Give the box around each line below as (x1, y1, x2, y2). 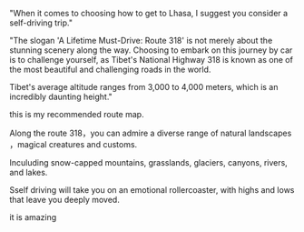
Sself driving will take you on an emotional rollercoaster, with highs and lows (9, 185, 295, 195)
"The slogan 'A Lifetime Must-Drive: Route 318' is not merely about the (9, 35, 273, 45)
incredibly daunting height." (9, 91, 113, 102)
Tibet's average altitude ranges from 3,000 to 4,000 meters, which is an (9, 82, 279, 92)
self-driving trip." (9, 17, 73, 28)
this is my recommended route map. (9, 109, 144, 119)
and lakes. (9, 167, 48, 177)
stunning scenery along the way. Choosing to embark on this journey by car (9, 45, 293, 55)
